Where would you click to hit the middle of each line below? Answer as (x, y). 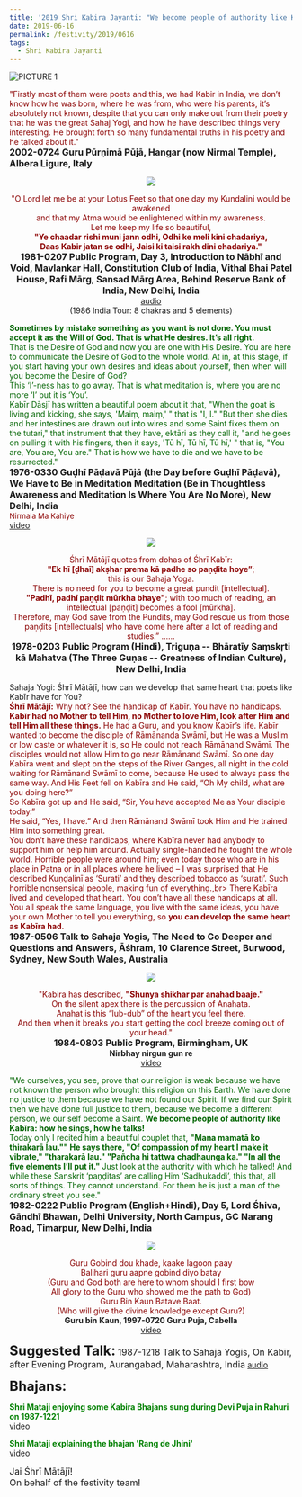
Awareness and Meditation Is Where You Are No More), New (140, 495)
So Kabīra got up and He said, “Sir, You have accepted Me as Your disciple (147, 802)
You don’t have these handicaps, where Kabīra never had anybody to (137, 840)
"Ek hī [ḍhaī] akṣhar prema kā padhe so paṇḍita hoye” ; (151, 569)
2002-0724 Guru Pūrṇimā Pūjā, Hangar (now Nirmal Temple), (143, 152)
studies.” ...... (151, 636)
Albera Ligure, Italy (51, 164)
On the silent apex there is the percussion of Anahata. (151, 1004)
